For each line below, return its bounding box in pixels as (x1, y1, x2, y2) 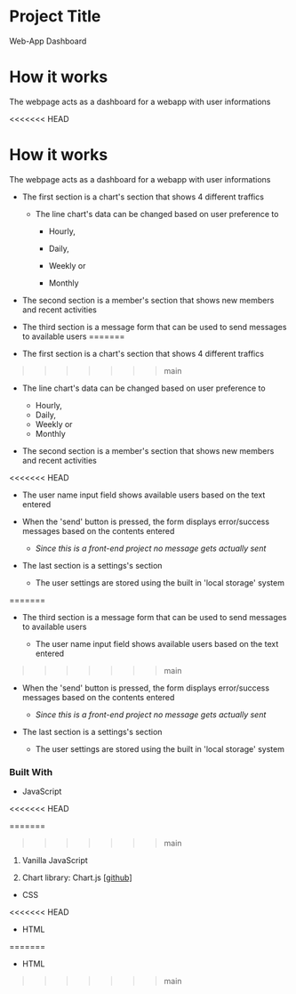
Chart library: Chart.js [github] (21, 872, 132, 883)
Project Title (9, 6, 101, 27)
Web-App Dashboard (9, 36, 87, 46)
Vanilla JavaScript (21, 855, 89, 866)
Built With (9, 765, 53, 778)
